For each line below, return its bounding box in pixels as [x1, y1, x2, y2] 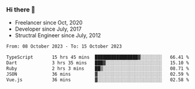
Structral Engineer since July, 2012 [14, 32, 101, 39]
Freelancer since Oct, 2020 [14, 19, 83, 26]
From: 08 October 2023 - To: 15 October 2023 [6, 43, 122, 50]
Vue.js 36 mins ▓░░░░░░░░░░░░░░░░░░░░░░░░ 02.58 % [6, 76, 189, 83]
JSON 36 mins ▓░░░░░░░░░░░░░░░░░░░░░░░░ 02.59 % [6, 71, 189, 77]
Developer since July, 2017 [14, 25, 82, 32]
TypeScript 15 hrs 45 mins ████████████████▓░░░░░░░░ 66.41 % [6, 54, 189, 61]
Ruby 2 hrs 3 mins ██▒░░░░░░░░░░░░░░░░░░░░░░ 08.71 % [6, 66, 189, 72]
